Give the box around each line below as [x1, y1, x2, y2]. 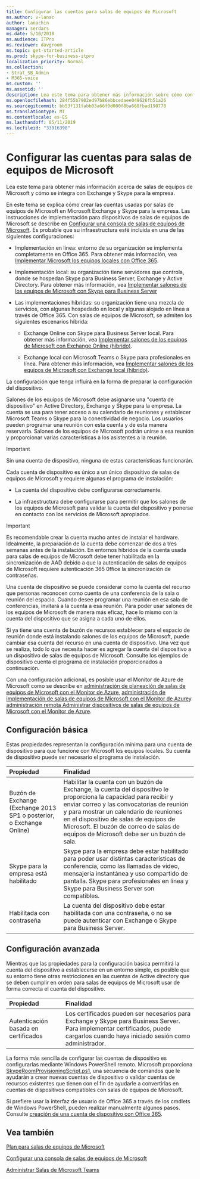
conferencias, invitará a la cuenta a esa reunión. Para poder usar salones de [6, 602, 193, 609]
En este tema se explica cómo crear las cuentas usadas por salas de [6, 201, 174, 208]
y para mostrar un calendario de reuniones [63, 807, 183, 815]
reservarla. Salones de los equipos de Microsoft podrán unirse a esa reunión [6, 427, 194, 435]
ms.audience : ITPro [6, 36, 55, 42]
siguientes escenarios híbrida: [14, 318, 89, 325]
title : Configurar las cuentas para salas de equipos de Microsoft [6, 8, 177, 15]
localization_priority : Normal [6, 58, 84, 64]
